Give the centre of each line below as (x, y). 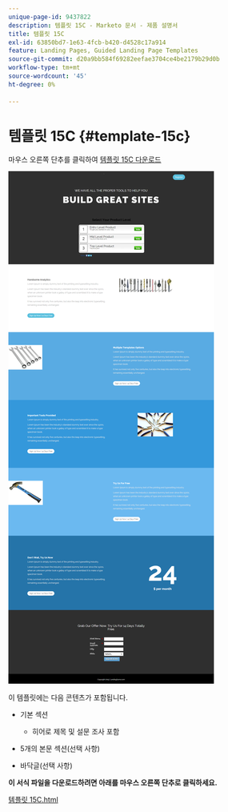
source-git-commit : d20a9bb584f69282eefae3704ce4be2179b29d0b (114, 59)
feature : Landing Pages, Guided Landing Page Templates (103, 51)
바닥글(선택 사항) (46, 766)
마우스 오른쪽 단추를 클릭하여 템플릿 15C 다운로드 (85, 159)
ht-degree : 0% (32, 84)
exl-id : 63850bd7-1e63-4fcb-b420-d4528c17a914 (87, 42)
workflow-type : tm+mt (44, 68)
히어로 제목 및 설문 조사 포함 (76, 732)
